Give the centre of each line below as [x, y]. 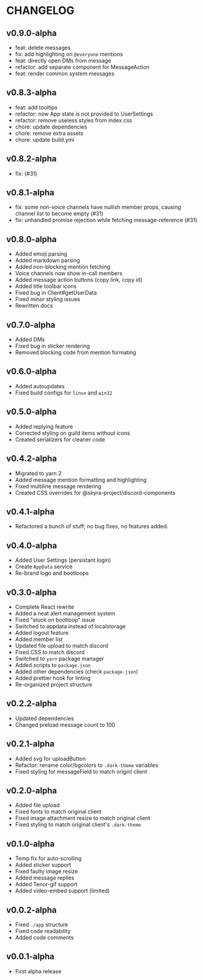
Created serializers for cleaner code [60, 439]
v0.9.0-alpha [32, 33]
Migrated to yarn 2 [38, 473]
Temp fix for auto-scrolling [48, 858]
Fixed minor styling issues [48, 299]
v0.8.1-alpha [30, 193]
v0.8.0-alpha [32, 239]
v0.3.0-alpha [32, 592]
